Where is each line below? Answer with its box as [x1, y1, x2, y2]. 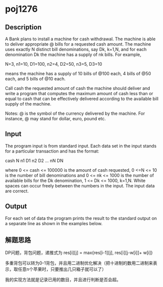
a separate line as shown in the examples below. [5, 220, 103, 226]
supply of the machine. [5, 101, 51, 106]
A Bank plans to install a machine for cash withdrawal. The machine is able [5, 36, 156, 42]
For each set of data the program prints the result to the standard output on [5, 215, 157, 221]
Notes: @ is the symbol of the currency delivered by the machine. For [5, 110, 145, 116]
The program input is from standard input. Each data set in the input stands [5, 143, 157, 149]
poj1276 [5, 3, 38, 15]
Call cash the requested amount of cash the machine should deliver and [5, 85, 150, 91]
